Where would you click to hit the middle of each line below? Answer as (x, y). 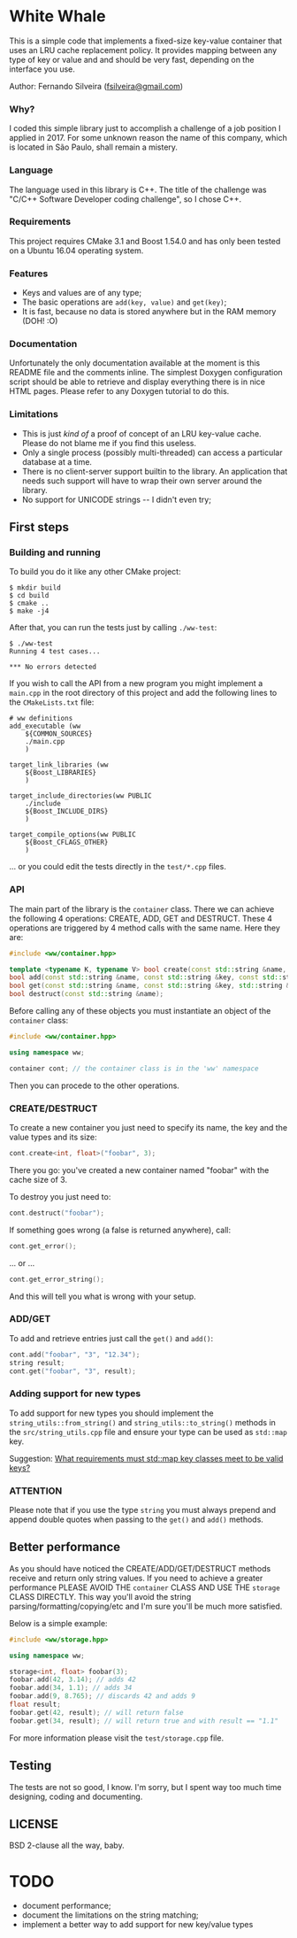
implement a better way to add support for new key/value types (137, 1925)
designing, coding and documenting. (76, 1796)
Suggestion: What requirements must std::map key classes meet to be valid (146, 1458)
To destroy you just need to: (60, 1196)
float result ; (35, 1705)
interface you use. (42, 69)
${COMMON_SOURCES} (59, 734)
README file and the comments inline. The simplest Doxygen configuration (146, 373)
